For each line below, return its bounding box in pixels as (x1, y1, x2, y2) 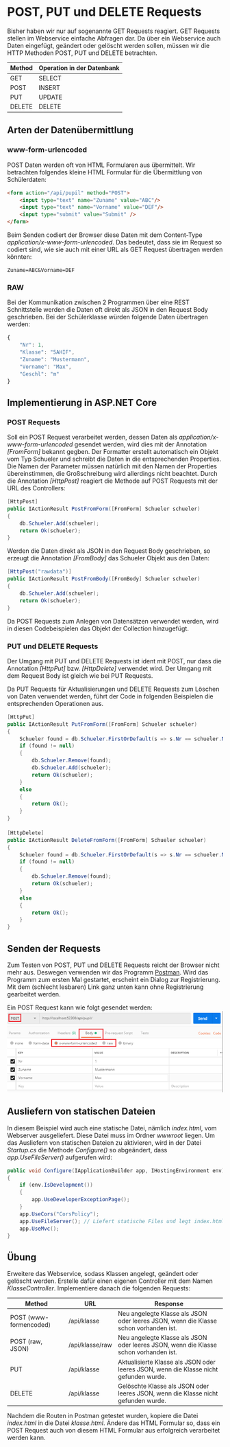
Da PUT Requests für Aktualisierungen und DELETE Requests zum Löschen (7, 685, 220, 693)
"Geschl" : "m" (19, 370, 60, 378)
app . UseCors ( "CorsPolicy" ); (19, 1210, 99, 1218)
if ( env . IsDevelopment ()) (19, 1182, 94, 1189)
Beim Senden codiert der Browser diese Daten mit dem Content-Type (7, 231, 203, 239)
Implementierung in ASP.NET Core (7, 396, 157, 409)
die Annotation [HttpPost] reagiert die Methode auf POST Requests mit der (7, 477, 218, 485)
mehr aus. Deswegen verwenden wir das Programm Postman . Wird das (7, 968, 209, 976)
